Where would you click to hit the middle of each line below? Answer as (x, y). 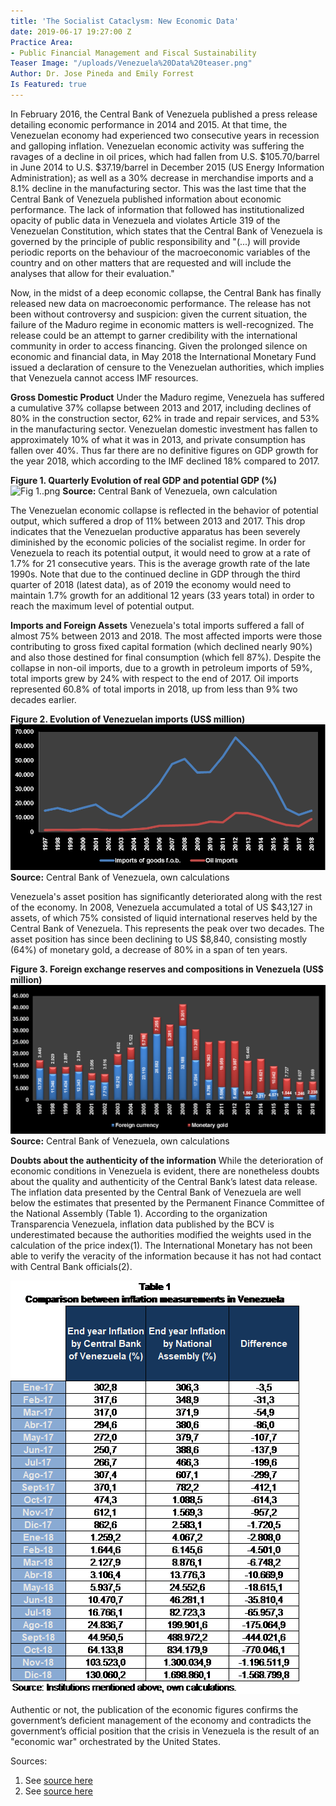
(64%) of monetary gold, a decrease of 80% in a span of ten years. (149, 949)
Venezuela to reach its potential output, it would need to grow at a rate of (160, 552)
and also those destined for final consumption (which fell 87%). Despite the (166, 657)
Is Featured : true (48, 85)
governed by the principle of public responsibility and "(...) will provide (155, 241)
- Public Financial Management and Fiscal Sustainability (133, 53)
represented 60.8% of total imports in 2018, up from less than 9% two (154, 689)
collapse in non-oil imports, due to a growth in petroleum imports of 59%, (161, 667)
